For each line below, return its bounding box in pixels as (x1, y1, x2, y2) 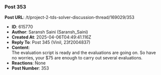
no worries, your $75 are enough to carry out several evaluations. (11, 55, 143, 61)
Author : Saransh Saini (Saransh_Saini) (11, 29, 88, 35)
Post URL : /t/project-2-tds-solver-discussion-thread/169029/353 (4, 15, 134, 20)
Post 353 (4, 3, 26, 10)
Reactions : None (11, 60, 46, 66)
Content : (11, 45, 30, 51)
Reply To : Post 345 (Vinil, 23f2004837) (11, 39, 91, 45)
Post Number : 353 (11, 65, 49, 71)
